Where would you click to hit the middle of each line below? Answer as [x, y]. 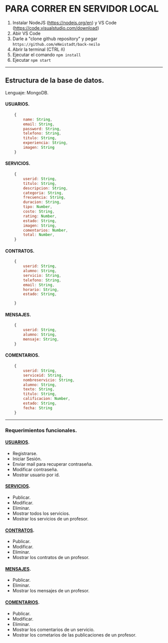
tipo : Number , [38, 207]
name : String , [38, 119]
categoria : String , [43, 193]
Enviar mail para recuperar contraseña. [52, 464]
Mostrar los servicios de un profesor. [50, 518]
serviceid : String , [43, 375]
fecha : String [38, 408]
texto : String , [39, 389]
